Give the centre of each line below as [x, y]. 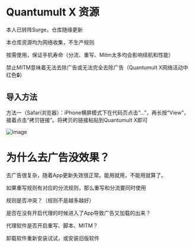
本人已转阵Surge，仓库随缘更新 [45, 30]
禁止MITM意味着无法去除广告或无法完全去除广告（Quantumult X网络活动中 [97, 67]
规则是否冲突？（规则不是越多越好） [50, 200]
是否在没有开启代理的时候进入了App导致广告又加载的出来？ [78, 213]
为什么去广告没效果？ [58, 157]
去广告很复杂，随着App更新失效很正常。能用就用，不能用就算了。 [86, 175]
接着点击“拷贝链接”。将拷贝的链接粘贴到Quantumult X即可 [77, 120]
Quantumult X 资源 [53, 12]
